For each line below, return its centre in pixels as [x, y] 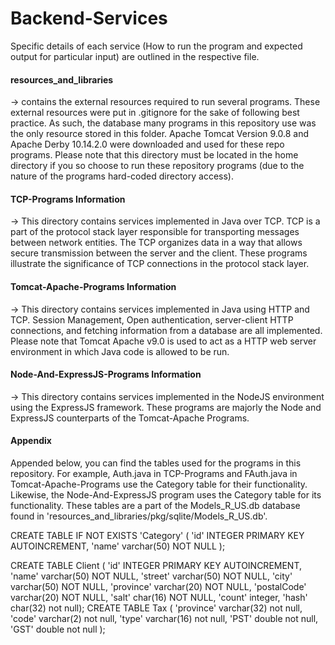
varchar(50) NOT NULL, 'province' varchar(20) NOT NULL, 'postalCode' [158, 586]
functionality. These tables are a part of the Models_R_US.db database [155, 505]
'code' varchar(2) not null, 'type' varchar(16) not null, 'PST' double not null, [164, 618]
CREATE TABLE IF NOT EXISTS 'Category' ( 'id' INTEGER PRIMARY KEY [157, 535]
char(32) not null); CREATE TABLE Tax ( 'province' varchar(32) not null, [156, 608]
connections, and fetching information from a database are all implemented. [166, 330]
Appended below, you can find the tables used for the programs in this [156, 463]
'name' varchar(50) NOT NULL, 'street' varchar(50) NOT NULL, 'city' [151, 576]
